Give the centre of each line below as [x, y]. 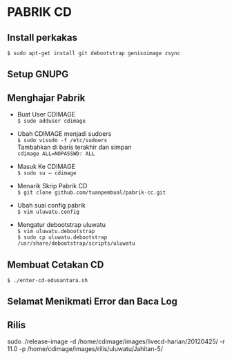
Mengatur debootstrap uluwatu [61, 225]
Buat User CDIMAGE [46, 114]
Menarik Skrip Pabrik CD [52, 186]
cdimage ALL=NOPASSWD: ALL [56, 154]
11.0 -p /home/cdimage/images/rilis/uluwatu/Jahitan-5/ [85, 349]
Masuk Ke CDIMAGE [46, 167]
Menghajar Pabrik [46, 98]
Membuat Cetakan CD [56, 264]
